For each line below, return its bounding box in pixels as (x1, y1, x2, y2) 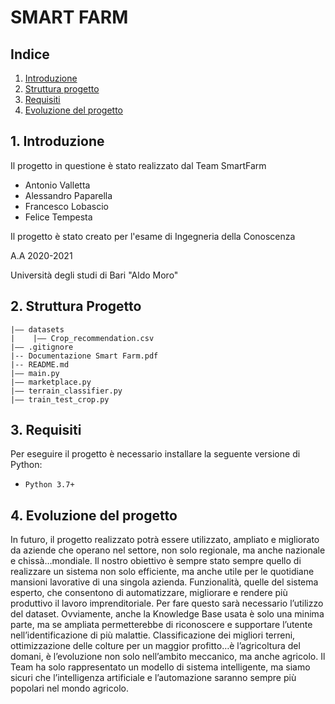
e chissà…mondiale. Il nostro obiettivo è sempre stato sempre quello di (10, 555, 302, 567)
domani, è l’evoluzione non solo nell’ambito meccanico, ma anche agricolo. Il (10, 651, 326, 663)
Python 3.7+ (24, 480, 75, 490)
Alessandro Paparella (24, 189, 113, 201)
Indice (10, 46, 50, 63)
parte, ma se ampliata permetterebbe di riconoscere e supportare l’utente (10, 619, 313, 631)
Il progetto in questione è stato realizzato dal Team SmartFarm (10, 159, 267, 171)
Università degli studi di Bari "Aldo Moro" (10, 269, 179, 281)
